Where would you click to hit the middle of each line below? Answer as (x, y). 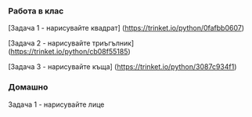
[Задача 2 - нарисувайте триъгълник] (71, 43)
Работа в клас (36, 11)
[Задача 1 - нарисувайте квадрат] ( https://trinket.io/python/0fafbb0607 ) (126, 28)
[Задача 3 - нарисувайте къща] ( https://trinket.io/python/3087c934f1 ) (122, 67)
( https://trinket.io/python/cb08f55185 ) (69, 52)
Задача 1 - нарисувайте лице (56, 104)
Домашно (28, 87)
